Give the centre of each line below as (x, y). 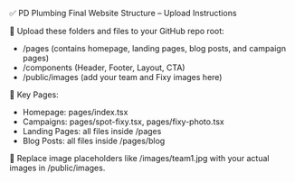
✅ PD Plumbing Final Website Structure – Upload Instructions (123, 13)
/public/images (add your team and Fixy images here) (122, 77)
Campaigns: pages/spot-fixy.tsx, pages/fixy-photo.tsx (123, 122)
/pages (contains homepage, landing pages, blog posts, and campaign (154, 48)
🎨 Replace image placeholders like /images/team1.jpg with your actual (139, 158)
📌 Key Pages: (34, 95)
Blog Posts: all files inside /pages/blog (94, 141)
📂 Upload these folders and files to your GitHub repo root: (117, 31)
